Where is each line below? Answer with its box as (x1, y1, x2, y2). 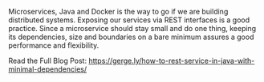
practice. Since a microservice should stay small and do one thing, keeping (8, 24, 257, 33)
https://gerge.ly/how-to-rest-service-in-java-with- (87, 56, 255, 65)
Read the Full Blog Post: (8, 56, 87, 65)
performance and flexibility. (8, 41, 100, 50)
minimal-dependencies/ (8, 64, 87, 74)
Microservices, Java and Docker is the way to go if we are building (8, 7, 229, 16)
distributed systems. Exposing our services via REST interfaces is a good (8, 15, 250, 25)
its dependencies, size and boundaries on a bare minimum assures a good (8, 32, 254, 41)
